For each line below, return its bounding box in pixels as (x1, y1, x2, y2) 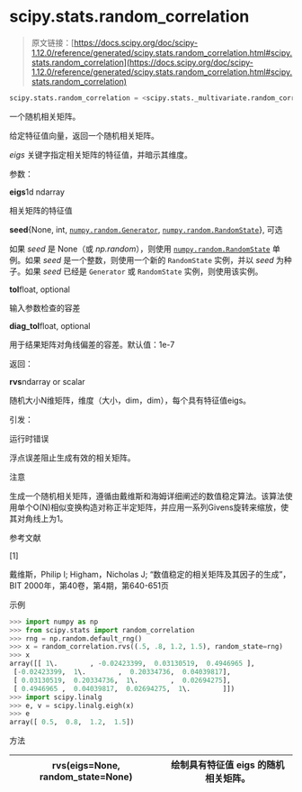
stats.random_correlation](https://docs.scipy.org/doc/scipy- (31, 57, 253, 68)
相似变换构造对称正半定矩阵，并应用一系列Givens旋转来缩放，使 (50, 502, 289, 513)
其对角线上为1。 (9, 513, 68, 523)
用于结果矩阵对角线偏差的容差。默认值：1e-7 (9, 339, 175, 350)
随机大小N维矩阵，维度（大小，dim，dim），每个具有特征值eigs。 (9, 395, 252, 405)
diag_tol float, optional (9, 320, 92, 331)
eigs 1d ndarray (9, 187, 66, 197)
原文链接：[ (31, 37, 75, 48)
